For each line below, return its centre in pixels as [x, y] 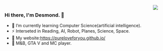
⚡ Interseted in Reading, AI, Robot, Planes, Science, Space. [71, 31]
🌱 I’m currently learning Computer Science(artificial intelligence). [76, 26]
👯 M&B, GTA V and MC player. [42, 43]
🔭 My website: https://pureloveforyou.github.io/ [58, 38]
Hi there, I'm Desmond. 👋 [35, 15]
